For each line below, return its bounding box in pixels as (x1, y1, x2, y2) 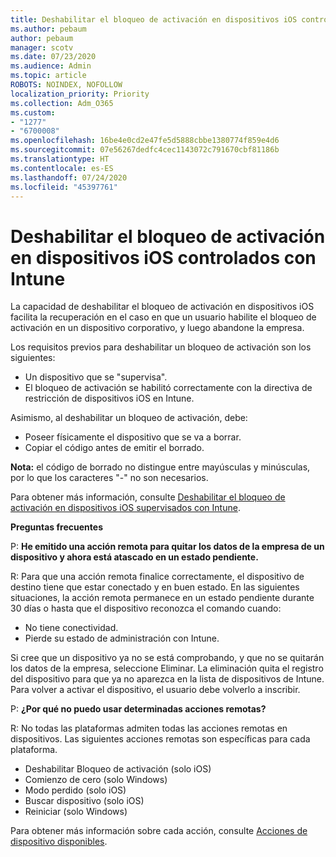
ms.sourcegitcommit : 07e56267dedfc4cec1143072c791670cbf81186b (10, 145, 280, 155)
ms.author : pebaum (10, 24, 87, 34)
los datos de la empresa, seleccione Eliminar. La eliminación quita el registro (10, 662, 324, 675)
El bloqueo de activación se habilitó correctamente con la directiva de (24, 382, 313, 394)
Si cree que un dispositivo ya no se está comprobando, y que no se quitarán (10, 652, 325, 664)
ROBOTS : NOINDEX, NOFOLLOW (10, 80, 123, 90)
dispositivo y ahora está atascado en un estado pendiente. (10, 551, 259, 563)
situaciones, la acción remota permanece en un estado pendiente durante (10, 592, 315, 604)
